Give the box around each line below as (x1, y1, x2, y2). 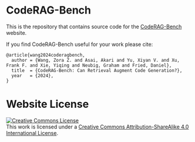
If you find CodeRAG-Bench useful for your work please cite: (6, 41, 153, 48)
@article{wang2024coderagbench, (6, 52, 85, 58)
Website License (6, 98, 89, 111)
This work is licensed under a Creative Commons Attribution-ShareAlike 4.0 (6, 123, 189, 130)
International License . (6, 129, 59, 136)
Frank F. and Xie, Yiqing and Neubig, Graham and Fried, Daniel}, (6, 62, 172, 68)
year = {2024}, (11, 72, 54, 78)
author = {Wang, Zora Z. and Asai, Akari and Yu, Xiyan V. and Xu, (11, 57, 180, 63)
